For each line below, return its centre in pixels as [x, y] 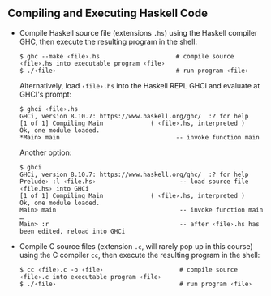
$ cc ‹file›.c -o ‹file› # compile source [129, 270]
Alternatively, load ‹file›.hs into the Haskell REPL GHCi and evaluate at [140, 85]
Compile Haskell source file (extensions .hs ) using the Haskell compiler [138, 32]
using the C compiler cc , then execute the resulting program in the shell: [140, 255]
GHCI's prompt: [45, 94]
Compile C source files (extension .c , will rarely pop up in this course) [136, 246]
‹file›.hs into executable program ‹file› [92, 63]
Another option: [45, 152]
